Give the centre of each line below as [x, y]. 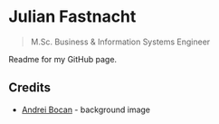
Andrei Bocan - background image [86, 110]
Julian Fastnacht [72, 17]
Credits [30, 88]
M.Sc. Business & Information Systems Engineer [120, 42]
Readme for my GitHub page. [63, 59]
